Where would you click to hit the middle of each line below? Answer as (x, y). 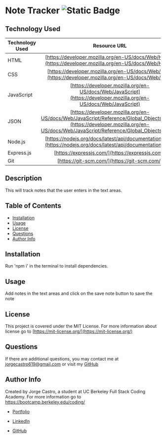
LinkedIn (21, 421)
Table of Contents (33, 206)
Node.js (17, 142)
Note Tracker (33, 11)
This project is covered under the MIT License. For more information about (81, 326)
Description (23, 179)
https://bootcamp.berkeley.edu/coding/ (45, 402)
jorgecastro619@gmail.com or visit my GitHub (52, 364)
